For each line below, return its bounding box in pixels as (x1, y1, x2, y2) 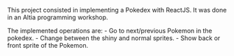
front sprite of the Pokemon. (7, 41, 89, 49)
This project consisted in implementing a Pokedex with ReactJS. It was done (7, 6, 227, 14)
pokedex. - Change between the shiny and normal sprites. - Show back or (7, 34, 221, 42)
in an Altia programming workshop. (7, 13, 108, 21)
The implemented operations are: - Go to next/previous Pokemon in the (7, 27, 212, 35)
